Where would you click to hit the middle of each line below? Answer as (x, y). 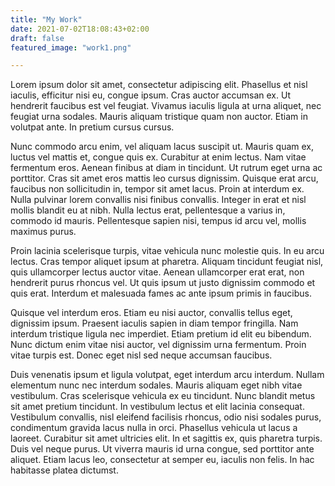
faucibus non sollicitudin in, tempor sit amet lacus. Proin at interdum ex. (157, 189)
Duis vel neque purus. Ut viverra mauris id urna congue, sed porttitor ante (162, 449)
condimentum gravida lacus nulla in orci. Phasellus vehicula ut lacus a (154, 428)
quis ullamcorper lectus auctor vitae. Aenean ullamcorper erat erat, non (157, 272)
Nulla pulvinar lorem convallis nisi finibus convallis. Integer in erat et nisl (158, 200)
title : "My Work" (46, 19)
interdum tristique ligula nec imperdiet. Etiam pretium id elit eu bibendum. (161, 334)
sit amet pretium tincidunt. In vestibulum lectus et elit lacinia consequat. (157, 407)
